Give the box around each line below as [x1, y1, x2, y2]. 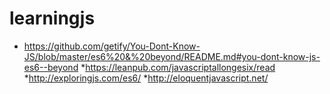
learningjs [9, 7, 96, 30]
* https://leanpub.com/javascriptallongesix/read [80, 61, 276, 73]
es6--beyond [23, 61, 79, 73]
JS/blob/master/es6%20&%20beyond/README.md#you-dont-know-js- [23, 50, 321, 62]
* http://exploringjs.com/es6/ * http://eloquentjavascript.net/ [23, 72, 269, 84]
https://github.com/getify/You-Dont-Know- [23, 40, 201, 52]
